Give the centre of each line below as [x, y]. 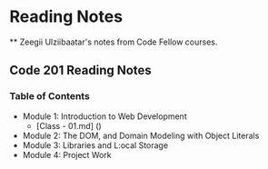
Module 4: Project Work [67, 154]
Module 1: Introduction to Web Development [105, 116]
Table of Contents [50, 96]
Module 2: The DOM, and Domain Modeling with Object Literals [141, 135]
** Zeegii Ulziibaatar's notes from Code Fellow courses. [114, 42]
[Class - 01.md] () [69, 125]
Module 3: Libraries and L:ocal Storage [95, 145]
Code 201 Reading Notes [80, 70]
